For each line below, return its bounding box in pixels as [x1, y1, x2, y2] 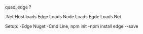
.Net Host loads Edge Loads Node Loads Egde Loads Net [5, 14, 122, 19]
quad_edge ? [5, 4, 32, 10]
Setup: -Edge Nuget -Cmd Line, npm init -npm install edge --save [5, 23, 139, 29]
